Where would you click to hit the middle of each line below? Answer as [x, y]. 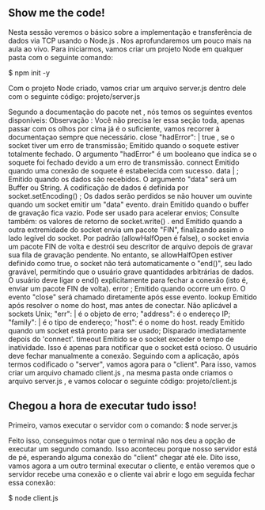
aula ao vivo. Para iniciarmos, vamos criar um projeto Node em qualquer [126, 49]
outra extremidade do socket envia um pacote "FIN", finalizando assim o [126, 230]
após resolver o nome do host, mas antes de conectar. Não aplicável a [123, 305]
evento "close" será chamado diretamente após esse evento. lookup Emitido [132, 297]
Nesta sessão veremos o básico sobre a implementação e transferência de [130, 32]
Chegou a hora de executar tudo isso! [102, 406]
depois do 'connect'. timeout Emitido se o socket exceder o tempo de [121, 339]
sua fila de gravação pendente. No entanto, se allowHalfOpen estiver [121, 255]
